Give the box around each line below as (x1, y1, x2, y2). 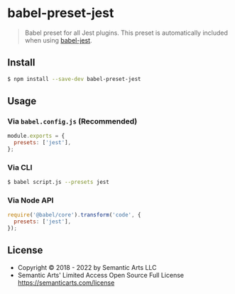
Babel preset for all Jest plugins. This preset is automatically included (24, 28, 229, 37)
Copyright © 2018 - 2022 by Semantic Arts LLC (17, 263, 158, 271)
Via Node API (7, 195, 54, 205)
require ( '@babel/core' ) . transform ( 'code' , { (7, 212, 141, 219)
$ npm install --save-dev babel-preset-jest (7, 75, 141, 82)
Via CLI (7, 162, 33, 172)
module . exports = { (7, 133, 65, 140)
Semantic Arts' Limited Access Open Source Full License (17, 271, 185, 279)
